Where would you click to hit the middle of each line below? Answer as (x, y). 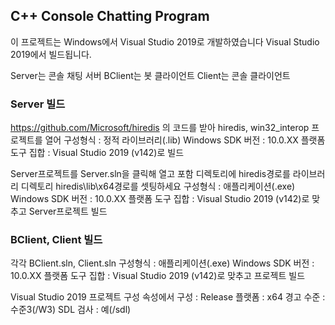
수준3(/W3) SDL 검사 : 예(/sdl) (71, 310)
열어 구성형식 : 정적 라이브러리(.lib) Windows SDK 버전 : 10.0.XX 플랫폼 (185, 140)
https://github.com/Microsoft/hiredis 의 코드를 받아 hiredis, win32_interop (160, 128)
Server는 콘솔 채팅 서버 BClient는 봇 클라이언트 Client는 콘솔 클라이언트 (150, 75)
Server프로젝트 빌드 (68, 211)
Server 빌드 (38, 104)
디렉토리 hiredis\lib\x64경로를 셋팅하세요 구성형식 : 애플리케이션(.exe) (158, 186)
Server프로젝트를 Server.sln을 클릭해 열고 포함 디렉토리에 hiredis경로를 (150, 174)
